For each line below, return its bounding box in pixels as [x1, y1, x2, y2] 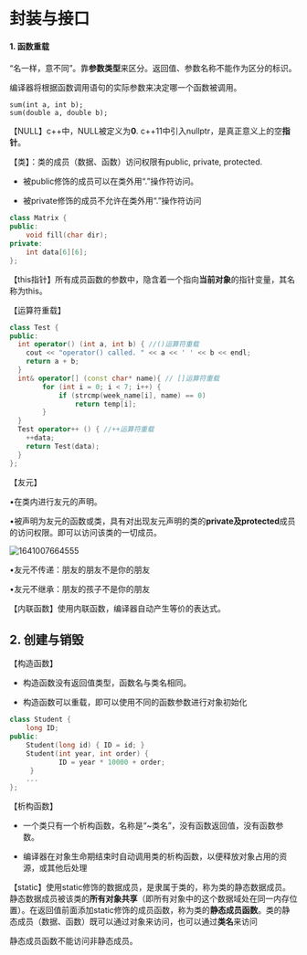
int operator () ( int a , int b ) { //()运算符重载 [17, 340, 199, 349]
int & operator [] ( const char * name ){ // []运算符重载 [17, 374, 220, 383]
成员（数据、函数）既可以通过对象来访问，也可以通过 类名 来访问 [16, 916, 258, 928]
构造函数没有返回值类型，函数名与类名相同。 [22, 677, 192, 688]
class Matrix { [9, 214, 68, 223]
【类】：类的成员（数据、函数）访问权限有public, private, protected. [9, 156, 263, 167]
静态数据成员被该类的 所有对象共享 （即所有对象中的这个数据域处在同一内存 [9, 893, 290, 905]
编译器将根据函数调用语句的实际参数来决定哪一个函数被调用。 [9, 82, 242, 93]
